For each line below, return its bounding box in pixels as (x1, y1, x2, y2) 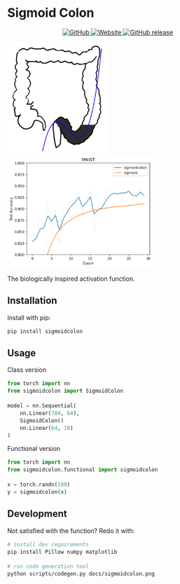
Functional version (7, 445, 61, 453)
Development (7, 508, 68, 520)
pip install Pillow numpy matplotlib (7, 548, 118, 555)
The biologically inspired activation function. (7, 274, 135, 283)
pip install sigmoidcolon (7, 328, 83, 335)
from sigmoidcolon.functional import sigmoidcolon (7, 466, 158, 473)
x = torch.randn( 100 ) (7, 481, 71, 488)
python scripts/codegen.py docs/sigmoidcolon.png (7, 571, 155, 578)
